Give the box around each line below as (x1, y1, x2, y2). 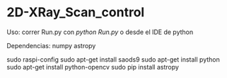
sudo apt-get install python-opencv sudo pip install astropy (6, 62, 180, 71)
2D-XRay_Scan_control (6, 4, 145, 21)
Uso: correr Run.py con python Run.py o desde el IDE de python (6, 28, 194, 36)
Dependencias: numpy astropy (6, 41, 96, 50)
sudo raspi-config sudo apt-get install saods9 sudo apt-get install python (6, 55, 220, 64)
